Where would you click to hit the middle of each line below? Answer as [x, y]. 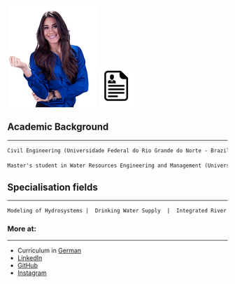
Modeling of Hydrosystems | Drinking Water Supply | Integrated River [117, 211]
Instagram [32, 273]
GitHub [28, 266]
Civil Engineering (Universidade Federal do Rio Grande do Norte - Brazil [119, 150]
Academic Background [58, 127]
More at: [22, 229]
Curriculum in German [49, 250]
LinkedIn [30, 258]
